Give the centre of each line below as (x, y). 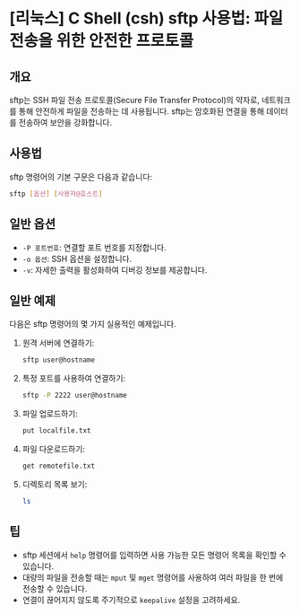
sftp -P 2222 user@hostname (74, 396)
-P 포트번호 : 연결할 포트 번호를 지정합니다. (94, 247)
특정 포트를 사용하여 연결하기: (74, 379)
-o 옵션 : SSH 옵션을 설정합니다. (77, 259)
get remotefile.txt (59, 466)
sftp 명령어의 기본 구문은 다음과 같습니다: (81, 177)
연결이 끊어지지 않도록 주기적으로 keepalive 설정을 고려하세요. (131, 600)
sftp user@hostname (59, 360)
